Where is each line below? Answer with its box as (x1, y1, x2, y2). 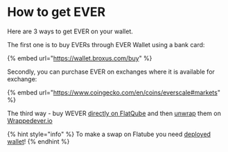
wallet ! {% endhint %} (7, 137, 70, 146)
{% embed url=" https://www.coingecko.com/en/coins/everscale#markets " (7, 88, 220, 96)
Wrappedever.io (7, 116, 53, 125)
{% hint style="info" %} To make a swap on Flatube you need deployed (7, 130, 211, 138)
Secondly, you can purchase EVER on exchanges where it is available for (7, 67, 215, 76)
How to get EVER (7, 4, 106, 20)
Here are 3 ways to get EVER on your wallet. (7, 27, 134, 35)
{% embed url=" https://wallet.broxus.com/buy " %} (7, 53, 152, 62)
